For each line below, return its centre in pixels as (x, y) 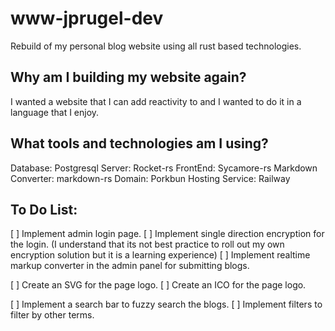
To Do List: (44, 209)
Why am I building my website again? (128, 77)
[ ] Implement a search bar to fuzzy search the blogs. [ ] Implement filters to (166, 304)
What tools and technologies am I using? (139, 143)
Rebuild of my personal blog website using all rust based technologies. (156, 46)
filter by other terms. (52, 315)
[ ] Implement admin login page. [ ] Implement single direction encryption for (167, 234)
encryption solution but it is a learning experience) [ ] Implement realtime (160, 255)
